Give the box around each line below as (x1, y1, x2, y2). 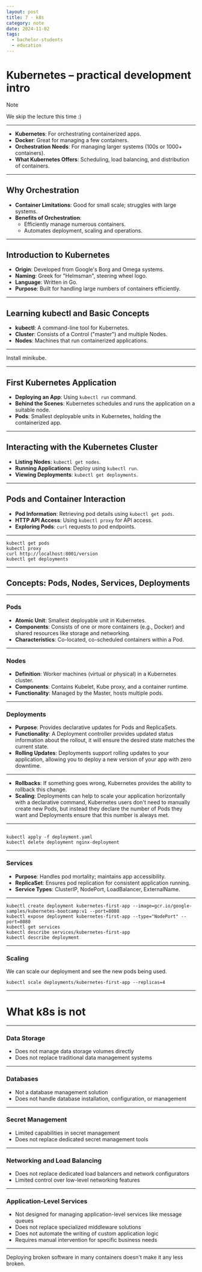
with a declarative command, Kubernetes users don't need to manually (14, 799, 191, 806)
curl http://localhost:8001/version (6, 551, 98, 557)
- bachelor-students (11, 37, 63, 43)
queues (14, 1217, 34, 1224)
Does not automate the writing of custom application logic (14, 1230, 159, 1237)
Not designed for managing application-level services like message (14, 1211, 182, 1218)
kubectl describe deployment (6, 935, 79, 941)
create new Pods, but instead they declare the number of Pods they (14, 805, 183, 812)
